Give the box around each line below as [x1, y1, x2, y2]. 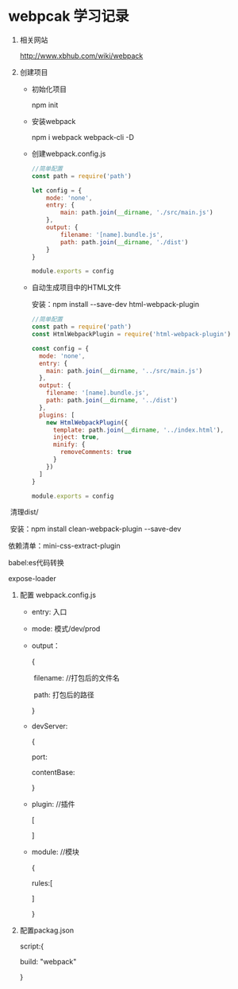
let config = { [31, 186, 82, 195]
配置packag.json [19, 925, 74, 935]
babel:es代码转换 [8, 558, 65, 568]
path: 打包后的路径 [33, 690, 94, 700]
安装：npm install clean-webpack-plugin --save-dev [10, 524, 182, 533]
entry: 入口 [31, 607, 67, 617]
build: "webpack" [19, 957, 77, 967]
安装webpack [31, 116, 76, 126]
